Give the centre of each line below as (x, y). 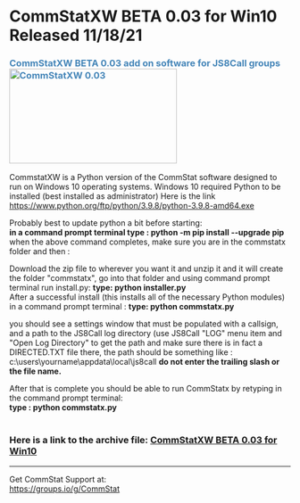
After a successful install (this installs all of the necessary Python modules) (147, 297)
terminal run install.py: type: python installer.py (98, 288)
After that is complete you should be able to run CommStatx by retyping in (146, 389)
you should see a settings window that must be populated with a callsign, (144, 324)
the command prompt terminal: (66, 398)
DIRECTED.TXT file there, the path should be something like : (121, 352)
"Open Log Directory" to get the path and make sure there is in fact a (136, 343)
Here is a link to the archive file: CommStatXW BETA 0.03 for (143, 441)
